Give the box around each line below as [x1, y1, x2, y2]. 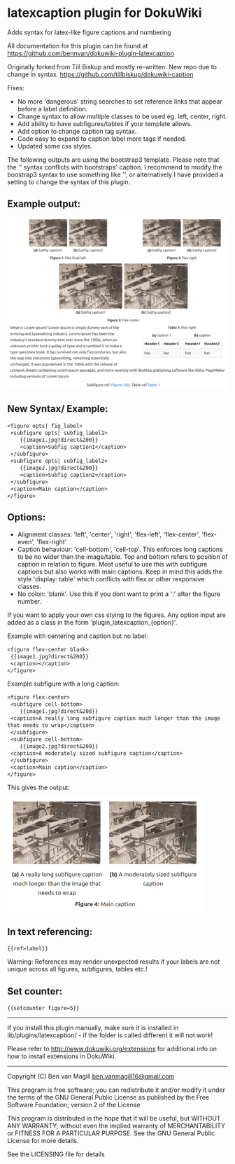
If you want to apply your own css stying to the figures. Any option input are [7, 611, 226, 619]
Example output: [7, 198, 81, 210]
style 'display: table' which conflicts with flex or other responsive [17, 574, 205, 583]
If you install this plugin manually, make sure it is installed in [7, 1024, 179, 1032]
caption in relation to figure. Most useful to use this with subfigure [17, 560, 208, 568]
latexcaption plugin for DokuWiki [7, 5, 202, 21]
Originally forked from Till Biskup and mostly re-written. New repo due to [7, 62, 217, 71]
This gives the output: [7, 783, 70, 791]
